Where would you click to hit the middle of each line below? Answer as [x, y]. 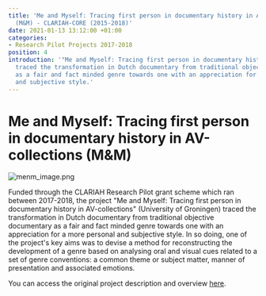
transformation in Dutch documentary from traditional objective [111, 217]
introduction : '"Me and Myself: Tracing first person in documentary [125, 60]
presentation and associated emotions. [72, 268]
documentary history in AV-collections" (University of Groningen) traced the [132, 209]
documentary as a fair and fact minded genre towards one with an [116, 226]
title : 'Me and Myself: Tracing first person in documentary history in [131, 15]
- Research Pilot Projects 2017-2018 [70, 45]
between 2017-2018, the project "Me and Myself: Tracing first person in [125, 201]
